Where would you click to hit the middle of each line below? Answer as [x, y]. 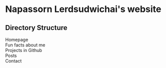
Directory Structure [36, 28]
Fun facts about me [25, 45]
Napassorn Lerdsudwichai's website [84, 9]
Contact [13, 61]
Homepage [17, 39]
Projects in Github [24, 50]
